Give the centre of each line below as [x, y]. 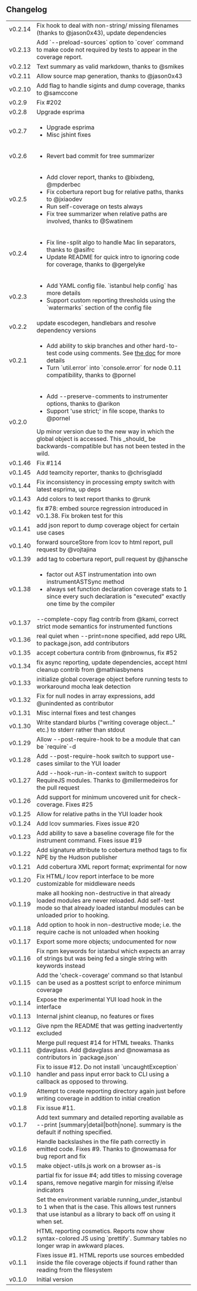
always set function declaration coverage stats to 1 [117, 589]
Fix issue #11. [56, 1107]
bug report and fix [61, 1156]
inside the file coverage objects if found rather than [107, 1262]
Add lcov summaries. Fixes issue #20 [88, 823]
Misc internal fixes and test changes [86, 713]
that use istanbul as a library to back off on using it [106, 1214]
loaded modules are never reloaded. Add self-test [106, 901]
